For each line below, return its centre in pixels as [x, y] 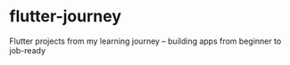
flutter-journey [66, 16]
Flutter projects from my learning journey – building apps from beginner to [145, 41]
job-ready [28, 50]
